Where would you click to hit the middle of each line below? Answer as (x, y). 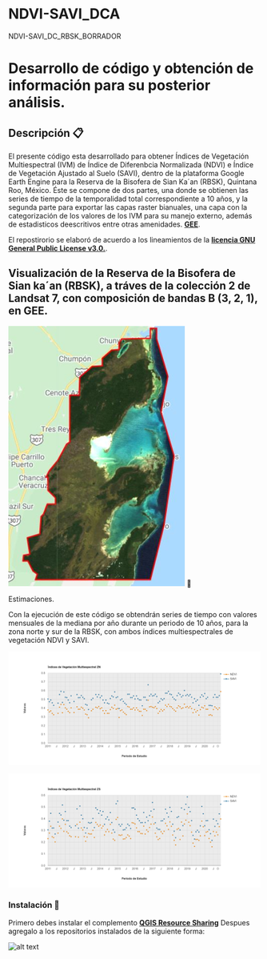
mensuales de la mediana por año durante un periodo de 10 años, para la (128, 623)
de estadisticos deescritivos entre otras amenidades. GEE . (104, 224)
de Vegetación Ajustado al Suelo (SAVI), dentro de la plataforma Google (127, 173)
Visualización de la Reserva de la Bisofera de (122, 273)
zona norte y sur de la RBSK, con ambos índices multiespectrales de (121, 631)
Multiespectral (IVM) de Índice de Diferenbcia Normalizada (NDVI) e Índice (131, 164)
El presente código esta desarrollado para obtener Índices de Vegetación (129, 156)
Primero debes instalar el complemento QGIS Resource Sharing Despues (129, 922)
